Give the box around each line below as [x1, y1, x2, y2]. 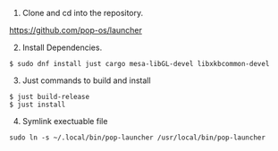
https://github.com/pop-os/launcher [9, 25, 143, 35]
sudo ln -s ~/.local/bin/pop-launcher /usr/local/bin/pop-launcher [9, 133, 266, 142]
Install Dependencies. [21, 42, 103, 53]
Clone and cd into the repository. [21, 8, 144, 18]
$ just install [9, 100, 66, 109]
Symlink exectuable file [21, 116, 108, 126]
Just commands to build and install [21, 75, 151, 86]
